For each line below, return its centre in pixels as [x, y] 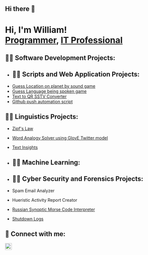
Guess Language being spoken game [49, 91]
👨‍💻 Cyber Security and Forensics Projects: [78, 179]
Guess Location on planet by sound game [54, 86]
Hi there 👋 [20, 9]
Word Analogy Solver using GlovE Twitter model [60, 138]
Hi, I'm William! [36, 30]
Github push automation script [42, 101]
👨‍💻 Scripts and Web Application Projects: [76, 74]
